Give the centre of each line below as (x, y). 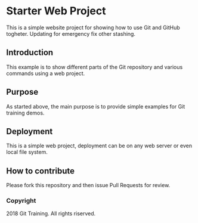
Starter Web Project (56, 11)
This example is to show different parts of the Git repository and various (95, 67)
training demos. (25, 113)
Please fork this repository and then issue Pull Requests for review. (88, 185)
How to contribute (41, 171)
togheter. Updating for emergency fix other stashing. (71, 33)
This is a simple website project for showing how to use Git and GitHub (93, 27)
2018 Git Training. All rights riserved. (51, 213)
